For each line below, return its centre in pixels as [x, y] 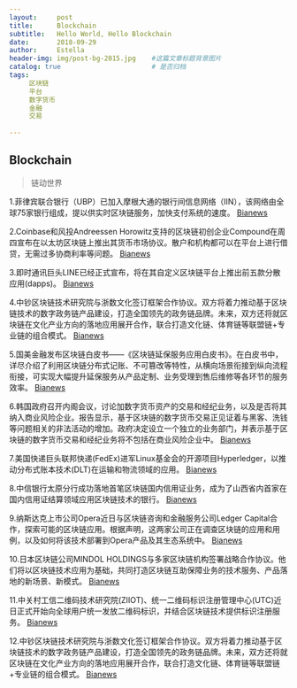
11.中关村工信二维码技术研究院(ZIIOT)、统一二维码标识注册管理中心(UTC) [141, 599]
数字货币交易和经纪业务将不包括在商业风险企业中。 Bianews [142, 439]
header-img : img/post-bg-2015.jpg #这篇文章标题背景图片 [115, 58]
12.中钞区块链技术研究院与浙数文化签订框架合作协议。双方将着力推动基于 [142, 641]
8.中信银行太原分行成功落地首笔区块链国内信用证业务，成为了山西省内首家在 [148, 488]
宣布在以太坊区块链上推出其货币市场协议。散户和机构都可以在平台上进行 [148, 242]
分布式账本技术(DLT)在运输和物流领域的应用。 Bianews [117, 469]
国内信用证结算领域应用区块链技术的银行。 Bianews [103, 499]
